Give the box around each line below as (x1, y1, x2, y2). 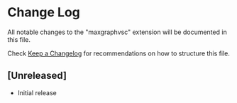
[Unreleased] (7, 70, 67, 82)
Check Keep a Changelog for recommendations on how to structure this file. (7, 49, 231, 58)
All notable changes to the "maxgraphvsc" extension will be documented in (7, 28, 227, 36)
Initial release (17, 88, 57, 97)
